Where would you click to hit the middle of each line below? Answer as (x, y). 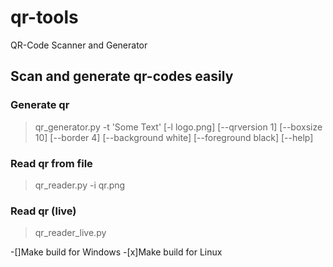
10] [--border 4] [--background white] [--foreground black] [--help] (174, 137)
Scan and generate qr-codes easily (122, 76)
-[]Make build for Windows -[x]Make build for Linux (116, 252)
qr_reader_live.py (70, 233)
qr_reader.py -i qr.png (80, 185)
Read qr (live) (43, 211)
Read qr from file (51, 163)
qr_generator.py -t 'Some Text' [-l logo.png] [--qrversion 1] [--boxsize (178, 127)
